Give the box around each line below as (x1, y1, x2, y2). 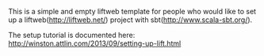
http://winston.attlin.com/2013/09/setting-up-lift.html (8, 39, 182, 48)
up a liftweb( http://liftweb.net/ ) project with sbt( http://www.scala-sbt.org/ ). (8, 15, 253, 24)
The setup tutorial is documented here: (8, 31, 136, 39)
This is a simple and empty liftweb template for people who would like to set (8, 7, 256, 16)
